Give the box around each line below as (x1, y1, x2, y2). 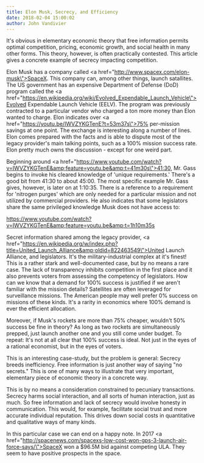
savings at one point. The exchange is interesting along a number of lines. (6, 126, 192, 134)
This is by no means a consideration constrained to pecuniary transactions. (6, 386, 195, 393)
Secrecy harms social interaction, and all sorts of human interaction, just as (6, 392, 195, 400)
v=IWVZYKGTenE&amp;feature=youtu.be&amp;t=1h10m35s (6, 222, 155, 229)
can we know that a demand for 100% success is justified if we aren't (6, 279, 181, 286)
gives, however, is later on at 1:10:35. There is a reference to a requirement (6, 184, 193, 191)
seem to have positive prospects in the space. (6, 450, 122, 457)
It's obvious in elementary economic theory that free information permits (6, 37, 189, 45)
